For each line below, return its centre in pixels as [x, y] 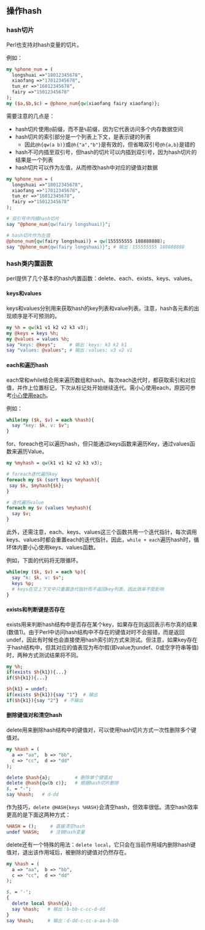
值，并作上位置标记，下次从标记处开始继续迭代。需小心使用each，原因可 [99, 387]
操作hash [24, 11]
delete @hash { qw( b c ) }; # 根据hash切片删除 [63, 783]
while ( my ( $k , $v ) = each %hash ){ [50, 420]
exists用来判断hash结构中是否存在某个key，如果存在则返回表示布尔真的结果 [102, 624]
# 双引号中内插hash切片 [33, 219]
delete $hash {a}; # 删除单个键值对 [59, 777]
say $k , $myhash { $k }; [36, 486]
